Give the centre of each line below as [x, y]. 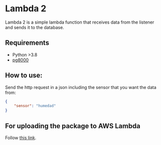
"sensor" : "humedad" [35, 106]
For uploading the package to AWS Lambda [73, 126]
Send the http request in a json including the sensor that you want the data [81, 87]
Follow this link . [21, 138]
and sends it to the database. [35, 27]
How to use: [24, 75]
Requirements [27, 43]
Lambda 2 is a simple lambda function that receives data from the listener [80, 22]
